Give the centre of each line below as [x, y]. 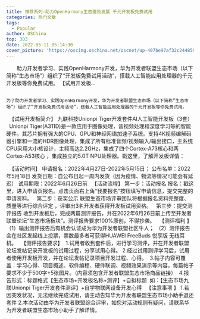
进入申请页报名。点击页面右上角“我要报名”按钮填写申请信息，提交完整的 [105, 190]
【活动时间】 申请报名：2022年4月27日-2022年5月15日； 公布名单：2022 [99, 168]
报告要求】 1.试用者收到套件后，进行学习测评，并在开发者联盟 [113, 243]
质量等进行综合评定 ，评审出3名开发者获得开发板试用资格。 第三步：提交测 [99, 205]
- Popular [24, 28]
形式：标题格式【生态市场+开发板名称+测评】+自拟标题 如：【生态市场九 [100, 280]
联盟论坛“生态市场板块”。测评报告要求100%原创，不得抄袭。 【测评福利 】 [99, 220]
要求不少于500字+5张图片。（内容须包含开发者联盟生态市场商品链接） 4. [95, 273]
